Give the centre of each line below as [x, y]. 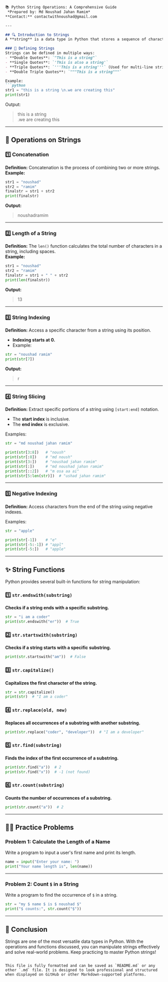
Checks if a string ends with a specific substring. [57, 608]
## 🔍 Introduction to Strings [37, 35]
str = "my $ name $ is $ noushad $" [43, 904]
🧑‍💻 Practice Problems [39, 828]
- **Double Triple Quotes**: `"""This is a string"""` [63, 72]
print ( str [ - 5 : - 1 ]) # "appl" [34, 544]
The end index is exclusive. [41, 424]
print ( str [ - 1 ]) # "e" [31, 540]
